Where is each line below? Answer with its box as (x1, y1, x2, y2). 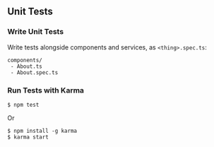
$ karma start (7, 134, 49, 141)
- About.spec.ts (10, 69, 59, 76)
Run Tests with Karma (7, 85, 85, 95)
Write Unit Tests (7, 27, 64, 37)
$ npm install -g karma (7, 127, 78, 134)
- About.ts (10, 63, 42, 70)
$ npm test (7, 101, 40, 108)
